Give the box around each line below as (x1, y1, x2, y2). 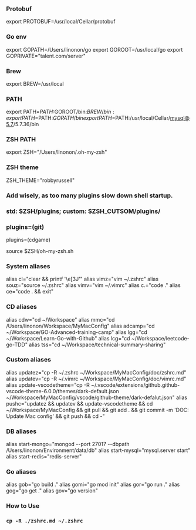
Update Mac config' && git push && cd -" (6, 413, 105, 420)
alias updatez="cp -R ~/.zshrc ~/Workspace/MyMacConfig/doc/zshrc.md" (6, 369, 187, 376)
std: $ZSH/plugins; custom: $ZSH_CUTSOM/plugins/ (6, 207, 161, 215)
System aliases (6, 262, 51, 270)
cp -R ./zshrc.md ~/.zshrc (6, 518, 83, 524)
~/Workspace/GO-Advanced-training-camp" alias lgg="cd (6, 328, 148, 336)
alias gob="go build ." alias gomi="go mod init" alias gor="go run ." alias (6, 481, 180, 488)
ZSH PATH (6, 136, 36, 144)
